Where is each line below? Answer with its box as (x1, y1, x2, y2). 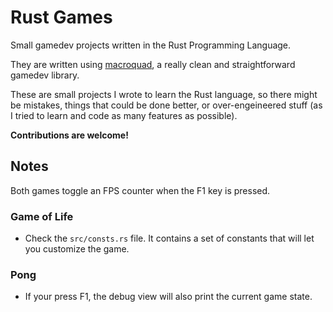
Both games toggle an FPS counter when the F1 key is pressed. (10, 184, 271, 196)
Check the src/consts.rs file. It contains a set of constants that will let (24, 232, 315, 245)
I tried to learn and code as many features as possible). (10, 109, 238, 121)
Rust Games (10, 6, 113, 29)
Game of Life (10, 209, 74, 223)
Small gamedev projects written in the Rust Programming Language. (10, 39, 292, 51)
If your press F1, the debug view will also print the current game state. (24, 291, 313, 303)
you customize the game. (24, 243, 130, 255)
